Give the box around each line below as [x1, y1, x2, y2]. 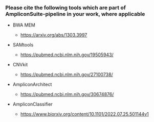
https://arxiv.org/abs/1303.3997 [20, 32, 87, 38]
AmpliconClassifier [12, 101, 53, 107]
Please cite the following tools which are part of [5, 4, 126, 11]
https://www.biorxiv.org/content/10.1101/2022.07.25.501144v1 [20, 111, 149, 117]
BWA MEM [12, 22, 36, 28]
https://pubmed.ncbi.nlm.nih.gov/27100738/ [20, 71, 114, 78]
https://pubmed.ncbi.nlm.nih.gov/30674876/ [20, 91, 114, 97]
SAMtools [12, 42, 34, 48]
